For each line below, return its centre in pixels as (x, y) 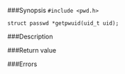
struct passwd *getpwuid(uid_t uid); (63, 23)
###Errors (22, 64)
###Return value (32, 50)
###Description (30, 36)
